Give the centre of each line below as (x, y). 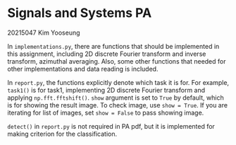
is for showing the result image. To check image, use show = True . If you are (117, 105)
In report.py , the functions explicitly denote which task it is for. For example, (118, 82)
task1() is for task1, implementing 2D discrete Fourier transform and (106, 90)
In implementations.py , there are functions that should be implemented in (113, 46)
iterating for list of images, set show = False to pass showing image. (106, 112)
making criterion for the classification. (62, 134)
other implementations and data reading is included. (83, 69)
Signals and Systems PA (80, 13)
